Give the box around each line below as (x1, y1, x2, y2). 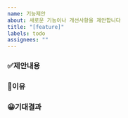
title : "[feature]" (7, 23, 65, 30)
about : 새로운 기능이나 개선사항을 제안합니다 (7, 17, 121, 24)
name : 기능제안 (7, 10, 46, 18)
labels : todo (7, 29, 46, 37)
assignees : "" (7, 37, 49, 44)
